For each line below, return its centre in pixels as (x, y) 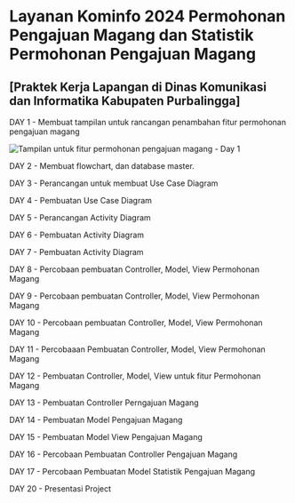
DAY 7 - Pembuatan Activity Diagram (76, 252)
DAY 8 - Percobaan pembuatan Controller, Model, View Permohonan (135, 269)
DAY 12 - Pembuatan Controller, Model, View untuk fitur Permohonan (135, 376)
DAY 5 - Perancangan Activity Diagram (80, 218)
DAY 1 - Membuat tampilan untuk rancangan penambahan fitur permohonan (148, 122)
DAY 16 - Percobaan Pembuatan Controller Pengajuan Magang (124, 454)
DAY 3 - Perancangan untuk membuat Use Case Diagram (114, 183)
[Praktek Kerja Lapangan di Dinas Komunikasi (138, 87)
